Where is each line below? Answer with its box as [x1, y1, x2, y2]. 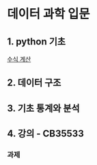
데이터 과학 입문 [7, 6, 90, 22]
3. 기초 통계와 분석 [7, 102, 80, 114]
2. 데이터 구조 [7, 77, 61, 89]
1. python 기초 [7, 36, 66, 47]
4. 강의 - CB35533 [7, 128, 84, 140]
